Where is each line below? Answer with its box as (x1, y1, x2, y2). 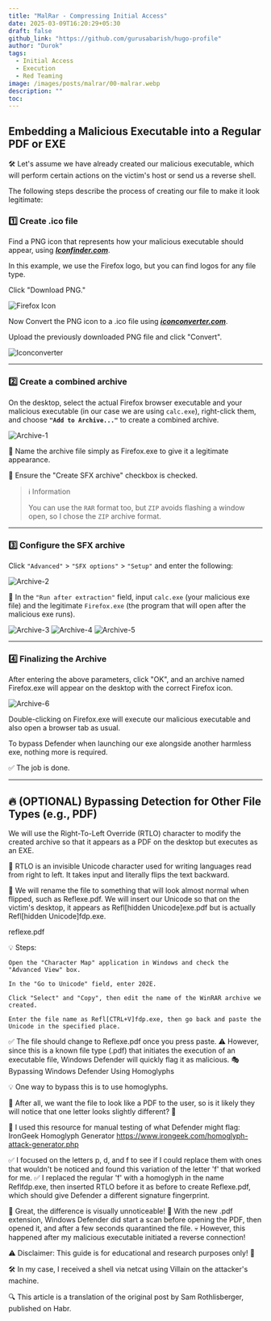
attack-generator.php (8, 1140, 79, 1150)
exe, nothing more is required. (8, 747, 108, 757)
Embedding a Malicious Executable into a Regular (8, 124, 262, 138)
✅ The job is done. (8, 763, 70, 772)
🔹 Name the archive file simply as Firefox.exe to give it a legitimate (8, 446, 229, 456)
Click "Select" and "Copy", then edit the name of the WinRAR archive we (8, 995, 262, 1003)
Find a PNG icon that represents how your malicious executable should (8, 237, 244, 246)
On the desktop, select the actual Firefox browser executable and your (8, 398, 243, 407)
